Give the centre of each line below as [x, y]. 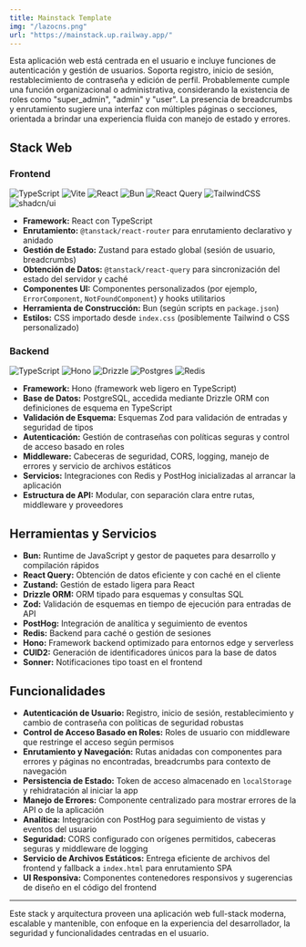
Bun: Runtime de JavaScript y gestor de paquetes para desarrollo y [149, 556]
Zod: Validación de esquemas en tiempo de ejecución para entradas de [157, 604]
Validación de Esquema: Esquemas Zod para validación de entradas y [155, 418]
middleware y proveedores [73, 505]
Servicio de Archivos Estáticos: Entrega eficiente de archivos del [146, 858]
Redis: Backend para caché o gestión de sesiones [117, 633]
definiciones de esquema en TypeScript [97, 408]
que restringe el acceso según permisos [98, 742]
